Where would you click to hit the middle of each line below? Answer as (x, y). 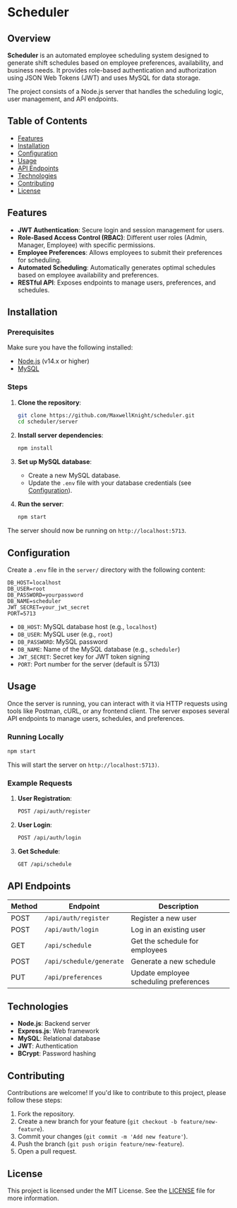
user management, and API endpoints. (63, 99)
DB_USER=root (26, 589)
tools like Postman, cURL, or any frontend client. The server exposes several (118, 711)
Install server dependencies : (60, 436)
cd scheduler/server (48, 422)
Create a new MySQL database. (74, 476)
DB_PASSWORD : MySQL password (62, 641)
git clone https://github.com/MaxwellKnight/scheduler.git (106, 415)
